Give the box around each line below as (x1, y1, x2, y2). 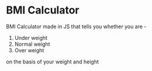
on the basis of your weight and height (6, 58, 99, 65)
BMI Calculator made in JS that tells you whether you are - (6, 23, 147, 30)
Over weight (14, 46, 44, 53)
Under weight (14, 34, 48, 41)
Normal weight (14, 40, 50, 48)
